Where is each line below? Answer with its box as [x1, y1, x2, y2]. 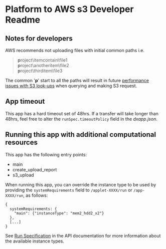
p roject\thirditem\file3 [17, 68, 63, 74]
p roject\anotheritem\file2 [17, 63, 69, 68]
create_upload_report [12, 166, 57, 172]
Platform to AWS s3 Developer [5, 4, 134, 15]
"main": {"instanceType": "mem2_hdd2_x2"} [14, 210, 104, 216]
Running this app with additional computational [5, 130, 156, 139]
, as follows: [23, 192, 48, 198]
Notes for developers [5, 34, 73, 43]
